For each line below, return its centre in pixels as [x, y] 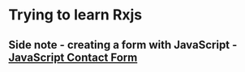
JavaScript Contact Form [73, 57]
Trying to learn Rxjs [75, 15]
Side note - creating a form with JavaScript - [123, 45]
